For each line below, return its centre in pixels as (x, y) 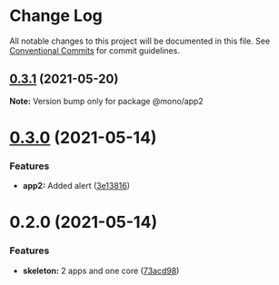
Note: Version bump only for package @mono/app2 (107, 101)
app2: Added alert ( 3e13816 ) (76, 186)
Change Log (56, 16)
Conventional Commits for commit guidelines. (95, 50)
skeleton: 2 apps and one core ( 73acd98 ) (101, 270)
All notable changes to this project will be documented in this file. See (140, 41)
